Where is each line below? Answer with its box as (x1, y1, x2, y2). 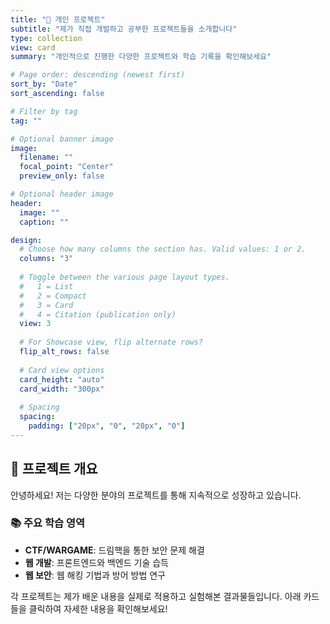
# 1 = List (19, 281, 74, 291)
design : (10, 235, 43, 245)
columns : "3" (19, 254, 74, 264)
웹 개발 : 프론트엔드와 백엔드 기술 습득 (24, 556, 169, 568)
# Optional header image (10, 189, 114, 199)
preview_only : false (19, 171, 105, 181)
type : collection (10, 33, 83, 43)
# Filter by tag (10, 106, 78, 116)
